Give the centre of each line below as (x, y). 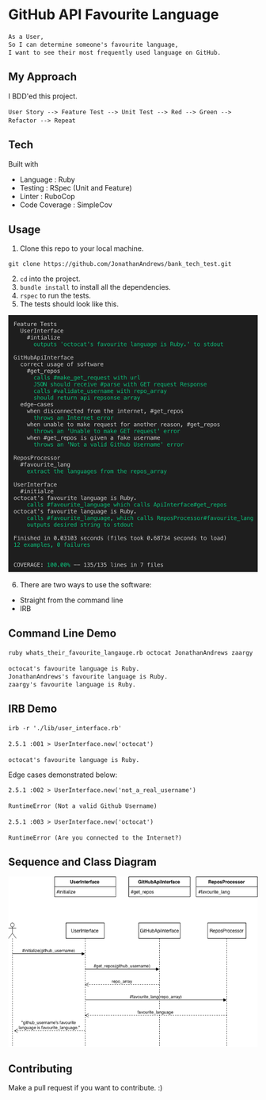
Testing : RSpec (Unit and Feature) (76, 187)
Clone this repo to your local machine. (82, 248)
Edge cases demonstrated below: (63, 775)
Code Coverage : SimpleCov (66, 205)
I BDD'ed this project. (43, 96)
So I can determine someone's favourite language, (93, 44)
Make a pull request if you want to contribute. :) (85, 1088)
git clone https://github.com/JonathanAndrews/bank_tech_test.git (120, 264)
